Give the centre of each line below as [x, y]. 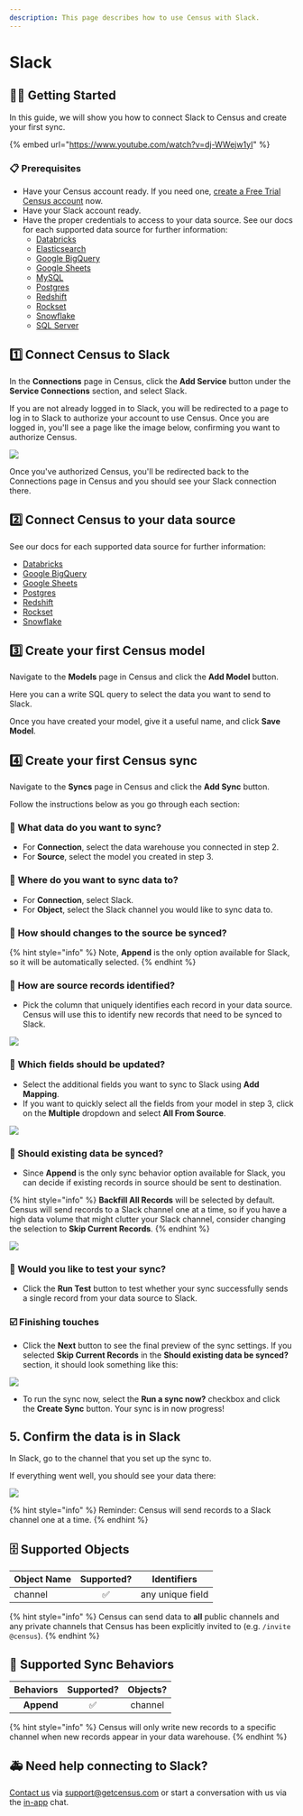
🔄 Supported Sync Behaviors [92, 1664]
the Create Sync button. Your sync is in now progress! [124, 1408]
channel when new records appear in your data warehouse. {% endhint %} [148, 1737]
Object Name [43, 1580]
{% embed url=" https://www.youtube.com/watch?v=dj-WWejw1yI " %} [140, 144]
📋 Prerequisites [45, 168]
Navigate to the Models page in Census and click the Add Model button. [144, 677]
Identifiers [175, 1580]
